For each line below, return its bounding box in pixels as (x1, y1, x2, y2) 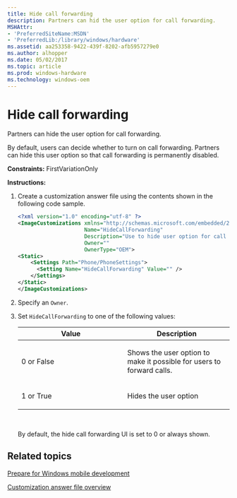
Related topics (7, 450, 72, 463)
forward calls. (126, 365, 173, 375)
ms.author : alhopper (7, 50, 68, 57)
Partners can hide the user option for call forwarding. (7, 130, 162, 138)
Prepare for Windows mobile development (7, 469, 130, 478)
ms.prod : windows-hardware (7, 69, 87, 76)
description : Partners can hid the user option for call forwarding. (7, 17, 217, 24)
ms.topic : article (7, 63, 61, 70)
